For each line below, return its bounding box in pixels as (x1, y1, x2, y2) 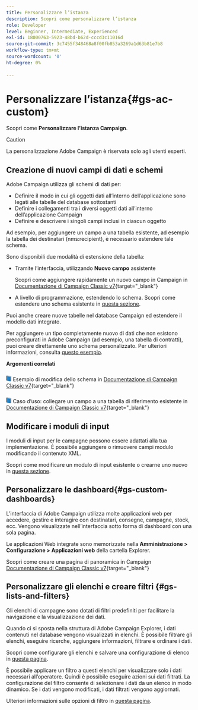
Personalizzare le (6, 485, 72, 495)
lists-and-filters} (6, 591, 70, 601)
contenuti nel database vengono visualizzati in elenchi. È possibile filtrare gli (6, 631, 193, 638)
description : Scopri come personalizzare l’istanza (6, 15, 136, 22)
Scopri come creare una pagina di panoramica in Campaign (6, 558, 152, 565)
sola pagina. (6, 529, 36, 536)
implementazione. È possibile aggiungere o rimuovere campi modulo (6, 444, 174, 451)
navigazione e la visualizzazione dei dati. (6, 613, 106, 620)
